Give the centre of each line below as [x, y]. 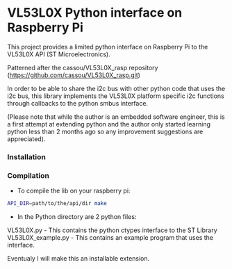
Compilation [28, 175]
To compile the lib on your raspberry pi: [74, 191]
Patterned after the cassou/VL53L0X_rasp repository [83, 67]
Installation [27, 156]
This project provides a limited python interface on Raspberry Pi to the [108, 47]
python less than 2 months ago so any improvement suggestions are [105, 131]
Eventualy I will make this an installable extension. [78, 259]
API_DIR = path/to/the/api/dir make [57, 204]
